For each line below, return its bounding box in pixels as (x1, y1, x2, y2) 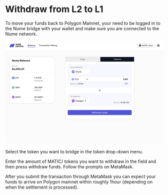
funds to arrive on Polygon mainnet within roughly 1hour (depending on (5, 179, 153, 185)
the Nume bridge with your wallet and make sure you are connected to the (5, 25, 159, 31)
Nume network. (5, 31, 38, 37)
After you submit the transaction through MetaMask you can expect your (5, 173, 156, 179)
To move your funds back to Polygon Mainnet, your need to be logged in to (5, 20, 161, 26)
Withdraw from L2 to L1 (5, 4, 104, 15)
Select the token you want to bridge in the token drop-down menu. (5, 149, 143, 155)
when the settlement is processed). (5, 184, 79, 190)
